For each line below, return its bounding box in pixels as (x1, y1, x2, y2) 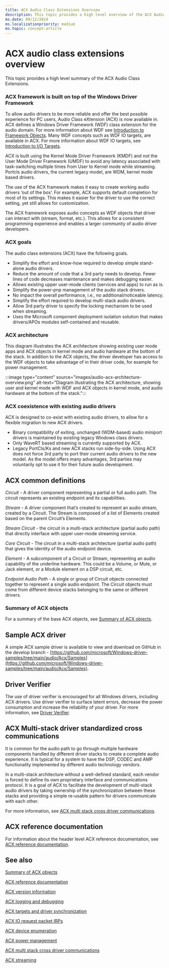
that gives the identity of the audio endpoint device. (5, 546, 112, 552)
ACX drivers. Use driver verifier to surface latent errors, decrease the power (5, 699, 163, 705)
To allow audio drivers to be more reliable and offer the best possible (5, 111, 148, 117)
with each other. (5, 798, 39, 804)
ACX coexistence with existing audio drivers (5, 403, 116, 410)
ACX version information (5, 889, 56, 895)
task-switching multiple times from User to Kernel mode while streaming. (5, 163, 156, 169)
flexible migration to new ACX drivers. (5, 420, 84, 426)
